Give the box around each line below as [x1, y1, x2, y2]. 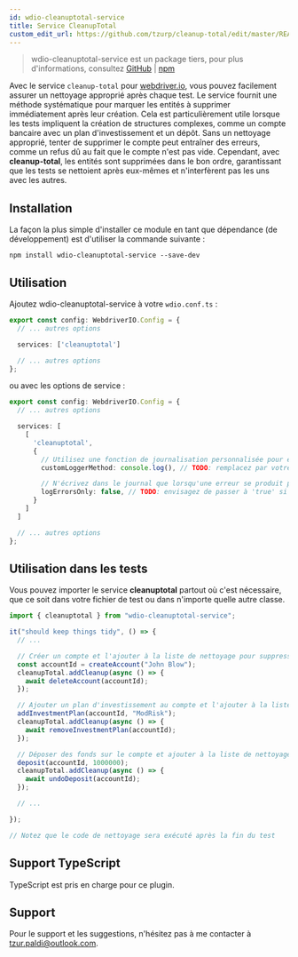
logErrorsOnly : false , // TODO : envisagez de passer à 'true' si [41, 488, 288, 497]
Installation [9, 201, 73, 216]
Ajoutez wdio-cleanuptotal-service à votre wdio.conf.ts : [9, 299, 218, 309]
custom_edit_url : [9, 29, 74, 38]
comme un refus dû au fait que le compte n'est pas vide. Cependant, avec [9, 147, 280, 157]
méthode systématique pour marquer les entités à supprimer [9, 100, 231, 110]
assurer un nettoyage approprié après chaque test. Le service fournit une [9, 90, 278, 100]
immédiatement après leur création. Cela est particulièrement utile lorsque [9, 108, 281, 120]
